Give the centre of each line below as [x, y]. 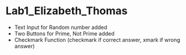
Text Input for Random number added [61, 27]
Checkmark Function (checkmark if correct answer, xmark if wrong [97, 40]
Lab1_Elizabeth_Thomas [67, 11]
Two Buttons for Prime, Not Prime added [64, 33]
